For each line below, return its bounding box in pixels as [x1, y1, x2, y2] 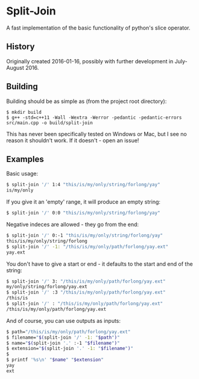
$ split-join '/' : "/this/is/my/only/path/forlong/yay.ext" [6, 301, 163, 307]
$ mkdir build [6, 109, 42, 115]
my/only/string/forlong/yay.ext [6, 284, 87, 290]
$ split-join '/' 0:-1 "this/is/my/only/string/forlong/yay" [6, 233, 163, 239]
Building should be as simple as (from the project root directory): [6, 98, 167, 105]
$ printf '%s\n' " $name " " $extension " [6, 357, 104, 363]
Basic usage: [6, 170, 39, 177]
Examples [6, 154, 44, 164]
